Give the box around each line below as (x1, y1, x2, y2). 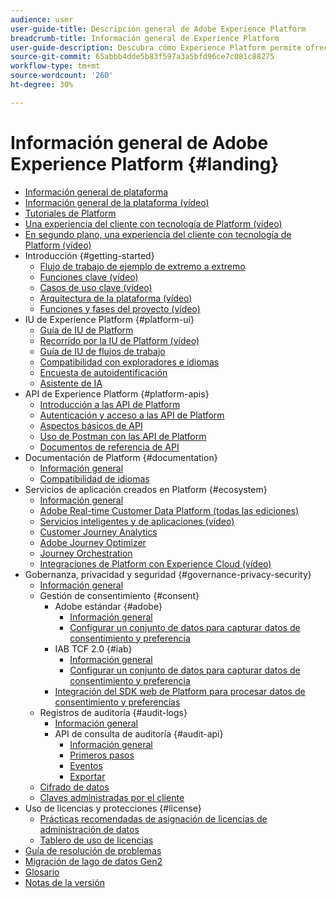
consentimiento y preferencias (54, 696, 181, 708)
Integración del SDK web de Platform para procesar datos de (54, 685, 306, 697)
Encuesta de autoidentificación (39, 366, 168, 378)
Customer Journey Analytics (39, 526, 158, 538)
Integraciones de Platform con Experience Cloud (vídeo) (39, 557, 272, 570)
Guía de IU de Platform (39, 324, 134, 336)
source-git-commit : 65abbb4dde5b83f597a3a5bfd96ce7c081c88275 (10, 52, 275, 62)
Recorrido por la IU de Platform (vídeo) (39, 334, 200, 346)
